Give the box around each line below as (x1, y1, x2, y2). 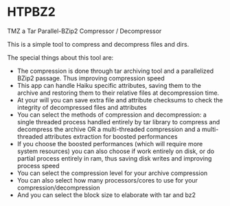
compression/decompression (16, 183, 101, 192)
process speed (16, 161, 60, 170)
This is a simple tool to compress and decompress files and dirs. (7, 40, 189, 48)
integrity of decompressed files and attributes (16, 103, 147, 111)
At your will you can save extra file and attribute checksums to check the (16, 95, 223, 104)
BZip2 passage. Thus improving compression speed (16, 73, 165, 82)
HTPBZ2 (7, 4, 56, 20)
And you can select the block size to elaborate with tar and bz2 (16, 190, 196, 199)
